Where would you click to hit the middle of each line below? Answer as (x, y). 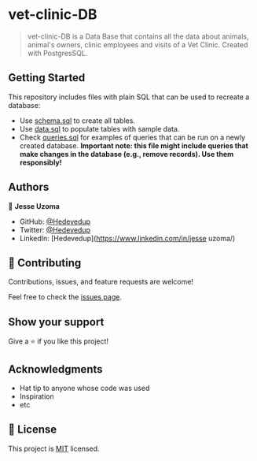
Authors (29, 187)
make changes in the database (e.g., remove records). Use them (127, 154)
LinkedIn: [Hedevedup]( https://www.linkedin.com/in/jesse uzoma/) (127, 238)
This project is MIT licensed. (54, 448)
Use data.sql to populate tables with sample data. (99, 128)
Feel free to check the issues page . (65, 297)
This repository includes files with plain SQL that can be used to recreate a (129, 97)
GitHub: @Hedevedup (55, 221)
